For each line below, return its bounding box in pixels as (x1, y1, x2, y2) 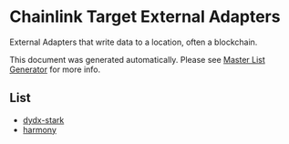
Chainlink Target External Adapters (9, 6, 281, 27)
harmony (22, 124, 57, 135)
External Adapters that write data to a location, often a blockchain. (9, 36, 258, 47)
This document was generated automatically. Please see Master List (9, 54, 266, 65)
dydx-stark (22, 114, 65, 125)
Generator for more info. (9, 64, 101, 75)
